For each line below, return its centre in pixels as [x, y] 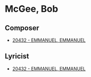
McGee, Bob [32, 9]
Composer [22, 28]
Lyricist [17, 56]
